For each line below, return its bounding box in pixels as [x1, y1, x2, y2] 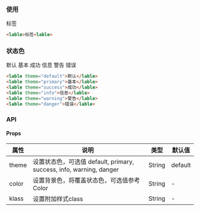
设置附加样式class [32, 194, 83, 203]
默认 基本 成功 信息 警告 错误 [6, 61, 76, 69]
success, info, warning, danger [32, 165, 119, 174]
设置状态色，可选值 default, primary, [32, 158, 135, 166]
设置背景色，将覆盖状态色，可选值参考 [32, 176, 140, 184]
